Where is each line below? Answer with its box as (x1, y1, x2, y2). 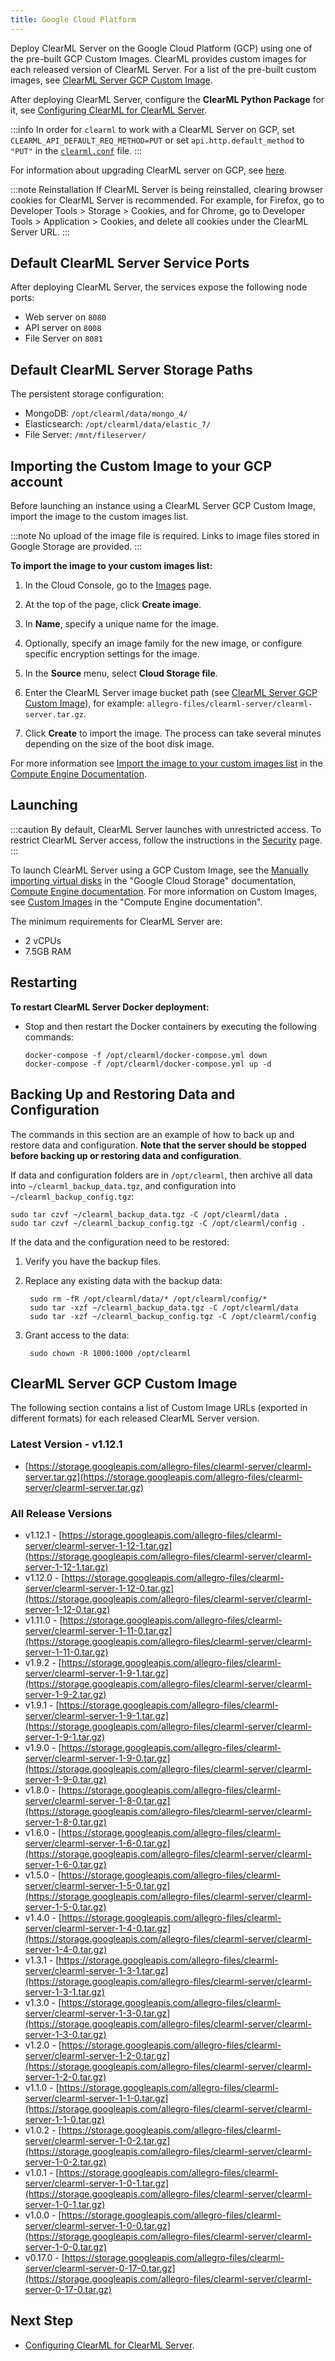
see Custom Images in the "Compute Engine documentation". (10, 896, 263, 908)
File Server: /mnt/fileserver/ (24, 429, 147, 441)
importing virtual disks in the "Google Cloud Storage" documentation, (10, 874, 297, 886)
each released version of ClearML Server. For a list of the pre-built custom (10, 63, 317, 75)
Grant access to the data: (24, 1329, 130, 1341)
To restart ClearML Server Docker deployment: (10, 1001, 210, 1013)
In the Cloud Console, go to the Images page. (24, 579, 212, 591)
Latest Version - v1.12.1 (10, 1437, 123, 1451)
